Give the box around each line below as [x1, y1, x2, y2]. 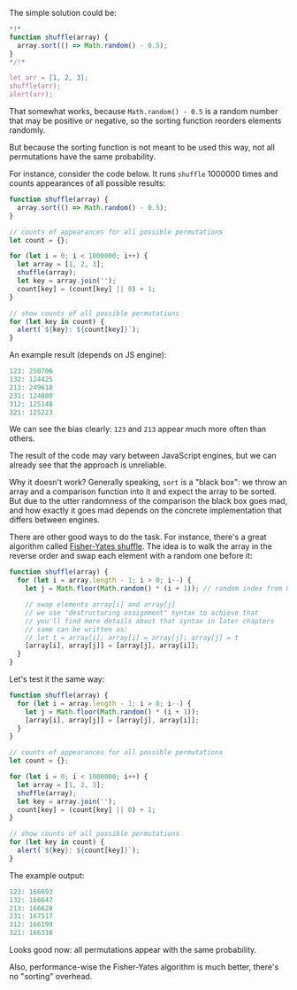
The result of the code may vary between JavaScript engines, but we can [9, 451, 277, 461]
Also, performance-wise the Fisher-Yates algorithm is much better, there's [9, 962, 279, 972]
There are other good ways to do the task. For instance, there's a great [9, 531, 267, 543]
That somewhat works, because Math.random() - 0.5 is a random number [9, 106, 278, 116]
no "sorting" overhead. [9, 971, 93, 981]
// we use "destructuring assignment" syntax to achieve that [25, 608, 259, 617]
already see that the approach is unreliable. [9, 460, 167, 470]
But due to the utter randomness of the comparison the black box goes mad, [9, 496, 288, 507]
